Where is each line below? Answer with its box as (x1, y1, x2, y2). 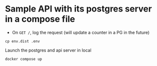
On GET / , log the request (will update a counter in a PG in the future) (12, 29, 150, 35)
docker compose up (5, 56, 42, 61)
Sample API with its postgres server (5, 3, 152, 14)
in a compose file (5, 13, 75, 25)
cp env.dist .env (5, 39, 40, 44)
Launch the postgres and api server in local (5, 47, 92, 53)
